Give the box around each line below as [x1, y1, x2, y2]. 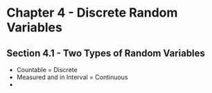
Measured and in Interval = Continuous [16, 73, 129, 81]
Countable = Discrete [16, 66, 78, 74]
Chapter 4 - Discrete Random [6, 5, 178, 21]
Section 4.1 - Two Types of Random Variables [6, 47, 206, 59]
